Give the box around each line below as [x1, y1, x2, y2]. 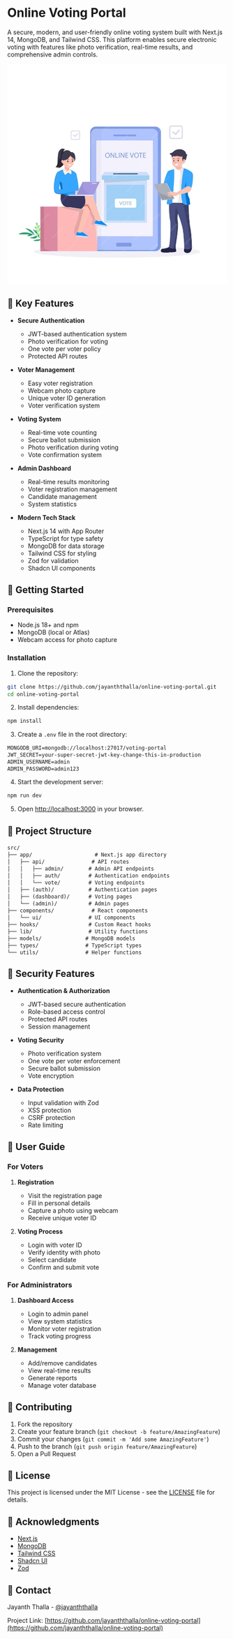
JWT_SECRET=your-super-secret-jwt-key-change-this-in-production [7, 751, 201, 758]
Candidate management [27, 492, 98, 500]
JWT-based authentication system [27, 329, 127, 338]
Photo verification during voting [27, 443, 119, 451]
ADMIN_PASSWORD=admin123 [7, 765, 80, 772]
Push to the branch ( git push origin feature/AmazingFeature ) [17, 1442, 197, 1451]
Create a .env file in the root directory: [17, 731, 128, 739]
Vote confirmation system [27, 450, 103, 458]
